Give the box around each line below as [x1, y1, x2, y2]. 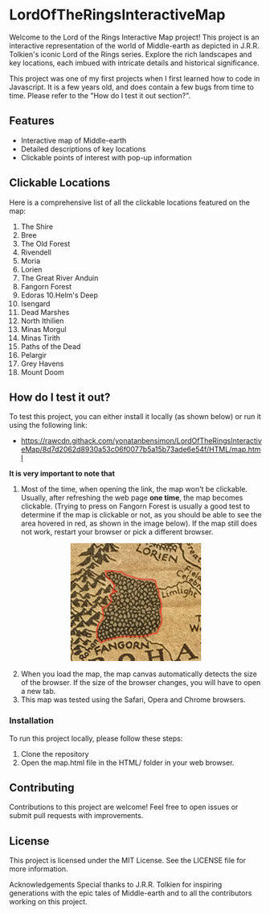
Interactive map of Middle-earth [20, 135, 127, 145]
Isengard [20, 298, 51, 308]
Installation [9, 715, 55, 726]
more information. [9, 864, 68, 874]
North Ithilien [20, 316, 64, 326]
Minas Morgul [20, 324, 67, 334]
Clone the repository [20, 749, 89, 758]
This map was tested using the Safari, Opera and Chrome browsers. [20, 695, 246, 704]
